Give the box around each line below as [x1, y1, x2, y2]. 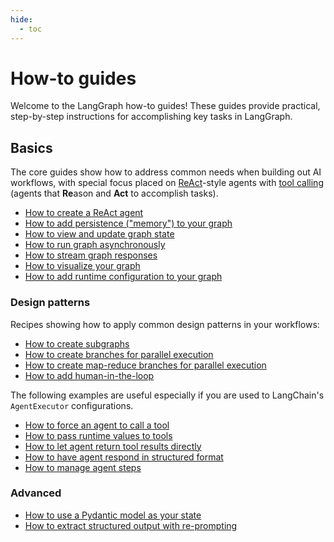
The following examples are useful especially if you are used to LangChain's [10, 389, 325, 401]
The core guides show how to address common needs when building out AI [10, 166, 322, 178]
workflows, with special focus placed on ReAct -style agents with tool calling [10, 177, 324, 189]
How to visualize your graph [24, 260, 141, 272]
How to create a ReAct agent [24, 207, 144, 219]
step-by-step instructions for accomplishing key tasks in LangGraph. [10, 111, 293, 123]
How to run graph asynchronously [24, 239, 166, 251]
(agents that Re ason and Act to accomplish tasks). [10, 187, 219, 200]
